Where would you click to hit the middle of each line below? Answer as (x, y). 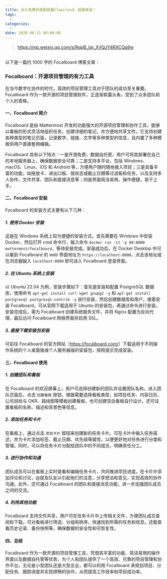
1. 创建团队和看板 (23, 375)
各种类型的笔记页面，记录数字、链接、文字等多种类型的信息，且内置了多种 (81, 137)
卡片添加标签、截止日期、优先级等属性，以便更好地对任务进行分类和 (92, 439)
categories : (17, 24)
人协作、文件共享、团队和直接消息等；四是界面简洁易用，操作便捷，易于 (79, 179)
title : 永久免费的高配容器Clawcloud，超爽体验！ (51, 10)
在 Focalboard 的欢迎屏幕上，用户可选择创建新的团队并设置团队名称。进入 (81, 388)
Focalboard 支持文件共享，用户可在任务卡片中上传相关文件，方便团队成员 (81, 516)
